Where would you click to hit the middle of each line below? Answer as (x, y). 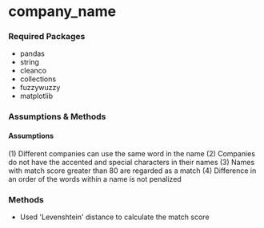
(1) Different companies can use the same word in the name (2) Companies (132, 153)
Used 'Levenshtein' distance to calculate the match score (114, 217)
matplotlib (36, 96)
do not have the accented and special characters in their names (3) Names (132, 162)
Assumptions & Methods (57, 116)
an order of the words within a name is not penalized (95, 179)
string (30, 62)
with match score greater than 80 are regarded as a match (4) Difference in (132, 171)
